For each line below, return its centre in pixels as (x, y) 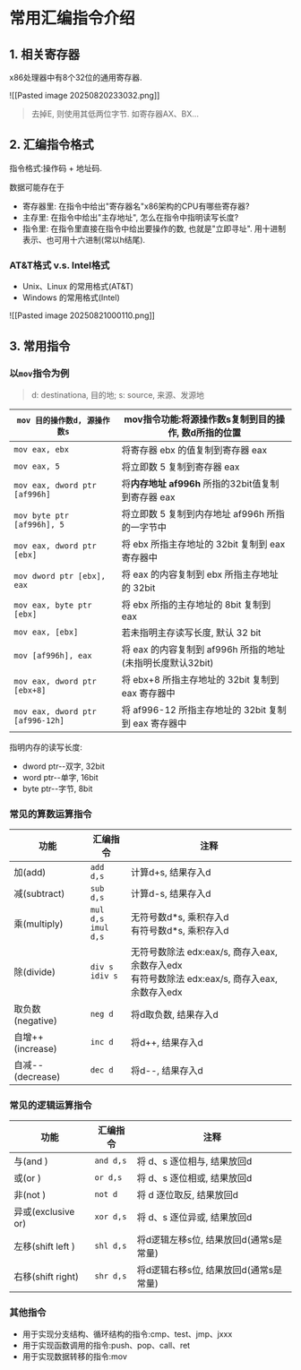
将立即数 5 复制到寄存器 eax (181, 467)
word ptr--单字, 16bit (60, 777)
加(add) (30, 873)
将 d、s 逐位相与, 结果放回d (194, 1161)
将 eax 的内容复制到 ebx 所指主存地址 (200, 574)
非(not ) (30, 1195)
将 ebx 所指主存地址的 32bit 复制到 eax (203, 544)
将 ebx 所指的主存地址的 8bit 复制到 (196, 604)
